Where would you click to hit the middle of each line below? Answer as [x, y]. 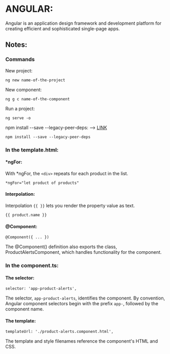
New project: [19, 70]
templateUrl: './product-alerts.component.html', [60, 332]
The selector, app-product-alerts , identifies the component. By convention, [85, 298]
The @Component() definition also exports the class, [61, 247]
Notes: [16, 45]
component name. [25, 309]
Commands [20, 60]
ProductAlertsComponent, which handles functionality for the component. [83, 252]
